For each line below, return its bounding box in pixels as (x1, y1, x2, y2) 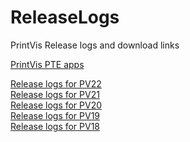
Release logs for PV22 (10, 77, 102, 90)
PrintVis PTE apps (10, 58, 85, 70)
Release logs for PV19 (10, 109, 101, 121)
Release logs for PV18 (10, 120, 101, 132)
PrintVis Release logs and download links (10, 39, 180, 51)
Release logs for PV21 (10, 88, 100, 100)
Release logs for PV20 (10, 99, 103, 111)
